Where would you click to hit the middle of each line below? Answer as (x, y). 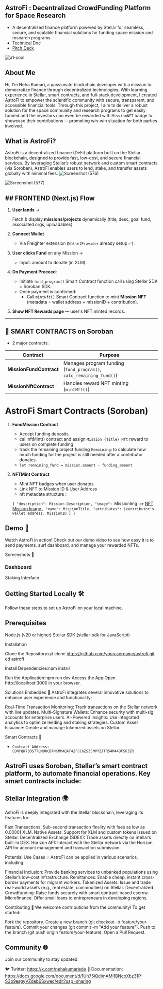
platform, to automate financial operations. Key (78, 774)
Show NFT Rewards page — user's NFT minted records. (68, 311)
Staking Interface (22, 578)
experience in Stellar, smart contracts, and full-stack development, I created (81, 95)
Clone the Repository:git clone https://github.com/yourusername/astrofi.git (80, 653)
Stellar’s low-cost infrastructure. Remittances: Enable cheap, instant (73, 877)
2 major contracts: (30, 343)
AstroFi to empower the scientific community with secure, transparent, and (80, 100)
